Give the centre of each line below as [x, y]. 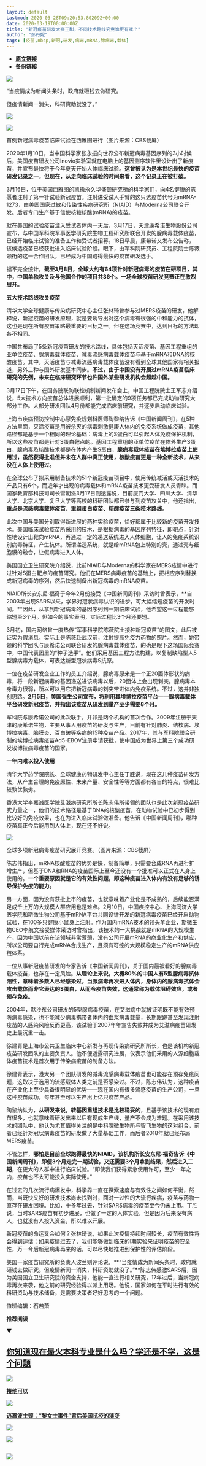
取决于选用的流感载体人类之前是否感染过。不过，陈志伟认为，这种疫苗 [111, 1082]
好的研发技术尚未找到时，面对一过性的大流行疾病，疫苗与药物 [116, 1197]
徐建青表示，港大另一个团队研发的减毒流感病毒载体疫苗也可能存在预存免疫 [100, 1074]
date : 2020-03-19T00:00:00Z [42, 23]
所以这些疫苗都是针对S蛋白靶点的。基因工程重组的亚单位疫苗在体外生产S [98, 442]
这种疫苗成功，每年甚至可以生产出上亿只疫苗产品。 [71, 1097]
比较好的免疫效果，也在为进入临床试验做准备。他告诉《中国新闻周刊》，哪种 [102, 818]
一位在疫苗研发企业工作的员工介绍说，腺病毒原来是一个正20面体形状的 [96, 673]
